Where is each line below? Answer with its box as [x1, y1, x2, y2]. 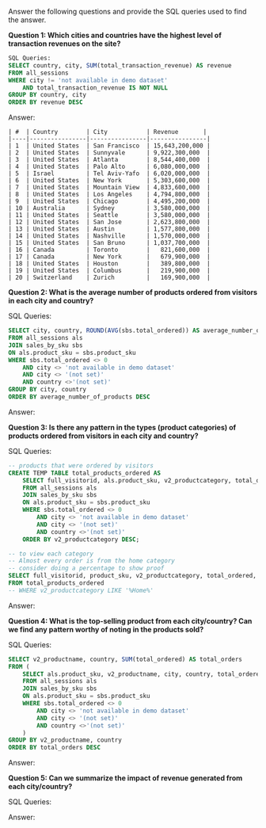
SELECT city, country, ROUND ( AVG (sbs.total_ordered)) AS [8, 326, 200, 335]
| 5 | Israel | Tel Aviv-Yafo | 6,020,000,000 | [8, 170, 211, 177]
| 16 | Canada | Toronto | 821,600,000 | [8, 246, 211, 254]
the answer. [8, 15, 47, 25]
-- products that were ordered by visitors [8, 461, 154, 470]
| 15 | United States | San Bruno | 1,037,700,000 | [8, 239, 211, 247]
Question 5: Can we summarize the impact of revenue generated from [8, 773, 243, 783]
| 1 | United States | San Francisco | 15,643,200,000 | [8, 142, 211, 150]
